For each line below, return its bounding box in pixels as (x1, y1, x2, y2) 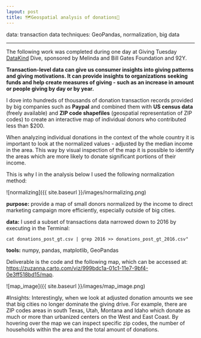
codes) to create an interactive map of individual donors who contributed (6, 115, 187, 123)
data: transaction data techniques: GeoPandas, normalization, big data (6, 31, 180, 38)
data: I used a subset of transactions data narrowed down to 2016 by (6, 218, 176, 225)
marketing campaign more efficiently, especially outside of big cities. (6, 206, 176, 214)
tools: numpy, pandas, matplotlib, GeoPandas (6, 246, 119, 254)
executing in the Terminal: (6, 224, 70, 232)
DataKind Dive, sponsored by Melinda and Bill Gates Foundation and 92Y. (6, 54, 187, 62)
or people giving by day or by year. (6, 85, 95, 92)
